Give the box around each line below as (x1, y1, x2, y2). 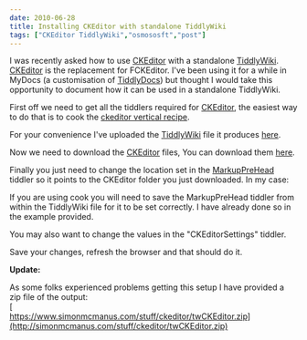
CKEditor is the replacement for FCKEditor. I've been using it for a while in (9, 65, 287, 76)
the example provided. (9, 211, 94, 222)
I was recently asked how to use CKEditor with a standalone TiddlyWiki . (9, 56, 279, 67)
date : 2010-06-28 (9, 13, 76, 23)
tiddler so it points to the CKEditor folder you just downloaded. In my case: (9, 174, 290, 185)
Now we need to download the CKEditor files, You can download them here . (9, 147, 295, 158)
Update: (9, 264, 41, 275)
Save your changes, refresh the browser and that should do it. (9, 247, 243, 258)
